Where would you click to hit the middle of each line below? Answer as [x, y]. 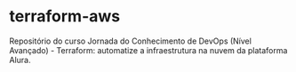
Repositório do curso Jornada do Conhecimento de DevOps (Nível [130, 41]
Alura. [20, 60]
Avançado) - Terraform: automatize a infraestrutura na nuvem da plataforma [148, 50]
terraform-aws [65, 16]
